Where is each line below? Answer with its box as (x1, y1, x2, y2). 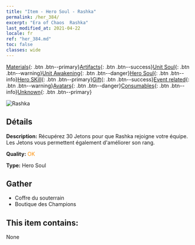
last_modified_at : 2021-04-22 (6, 25, 81, 31)
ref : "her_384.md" (6, 36, 51, 42)
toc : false (6, 42, 33, 48)
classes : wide (6, 47, 41, 53)
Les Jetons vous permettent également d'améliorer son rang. (6, 139, 155, 146)
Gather (6, 178, 32, 189)
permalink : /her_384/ (6, 14, 60, 20)
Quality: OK (6, 150, 35, 157)
